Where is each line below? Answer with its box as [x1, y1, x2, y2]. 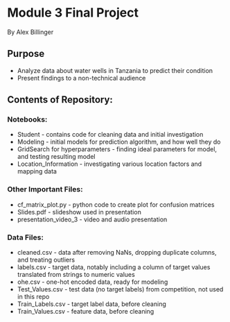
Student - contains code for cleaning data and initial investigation [17, 130, 204, 139]
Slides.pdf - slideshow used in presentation [17, 207, 142, 216]
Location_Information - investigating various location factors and [17, 160, 202, 168]
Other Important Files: [7, 185, 83, 194]
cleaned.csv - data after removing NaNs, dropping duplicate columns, [17, 248, 217, 257]
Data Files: [7, 232, 44, 242]
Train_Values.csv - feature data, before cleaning [17, 307, 154, 316]
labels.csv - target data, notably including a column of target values [17, 263, 211, 271]
